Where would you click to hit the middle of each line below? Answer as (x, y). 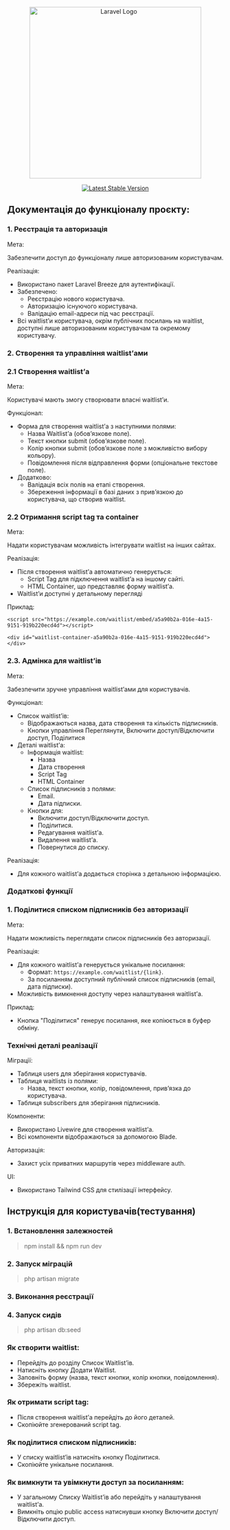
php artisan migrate (51, 1279)
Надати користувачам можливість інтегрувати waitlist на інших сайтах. (112, 545)
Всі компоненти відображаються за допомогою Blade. (97, 1137)
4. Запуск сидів (34, 1314)
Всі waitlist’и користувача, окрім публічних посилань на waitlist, (111, 321)
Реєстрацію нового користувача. (76, 299)
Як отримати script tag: (48, 1402)
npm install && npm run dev (63, 1246)
